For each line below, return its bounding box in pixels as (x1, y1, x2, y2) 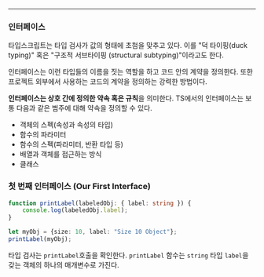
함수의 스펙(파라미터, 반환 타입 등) (19, 140, 124, 149)
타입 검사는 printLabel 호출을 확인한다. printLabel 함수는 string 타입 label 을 (8, 250, 249, 260)
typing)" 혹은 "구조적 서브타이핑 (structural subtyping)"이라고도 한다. (8, 50, 224, 60)
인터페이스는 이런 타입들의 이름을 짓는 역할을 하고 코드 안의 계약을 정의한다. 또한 (8, 67, 254, 77)
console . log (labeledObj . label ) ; (22, 206, 128, 214)
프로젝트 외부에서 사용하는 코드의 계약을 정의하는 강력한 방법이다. (8, 77, 208, 86)
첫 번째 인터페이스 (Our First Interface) (8, 181, 151, 192)
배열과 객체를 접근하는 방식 (19, 150, 102, 159)
